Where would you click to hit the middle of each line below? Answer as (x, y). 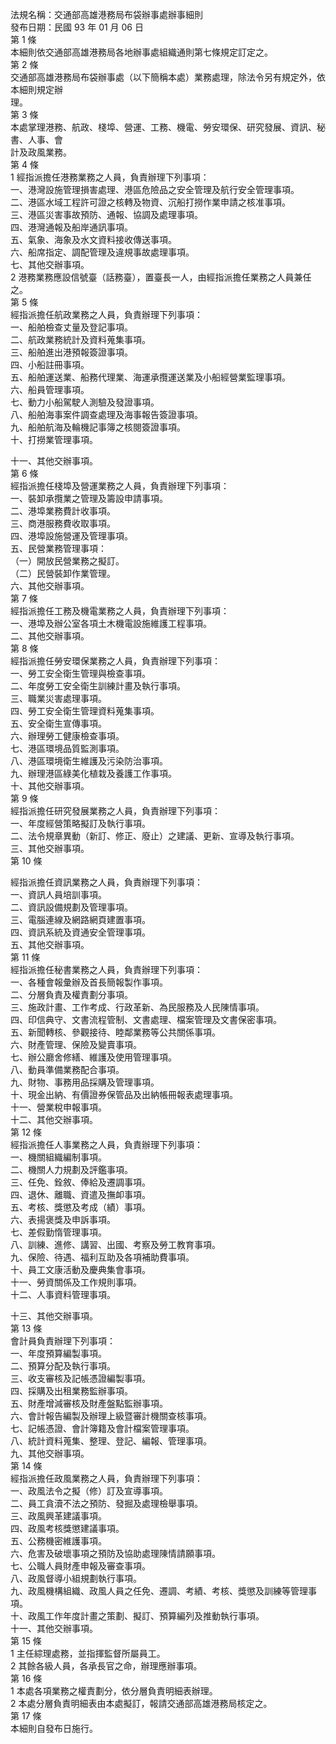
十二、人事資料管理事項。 (63, 1294)
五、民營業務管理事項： (58, 548)
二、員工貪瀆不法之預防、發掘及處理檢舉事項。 (106, 1503)
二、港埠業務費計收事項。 (63, 511)
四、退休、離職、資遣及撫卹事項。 (80, 1194)
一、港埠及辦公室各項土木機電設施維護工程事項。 (111, 623)
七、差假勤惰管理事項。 (58, 1232)
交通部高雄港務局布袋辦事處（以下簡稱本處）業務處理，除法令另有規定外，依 (168, 77)
